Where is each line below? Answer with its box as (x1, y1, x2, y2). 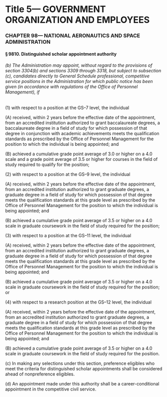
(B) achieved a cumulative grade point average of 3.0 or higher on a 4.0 (5, 151, 152, 157)
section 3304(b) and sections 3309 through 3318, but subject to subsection (5, 68, 161, 74)
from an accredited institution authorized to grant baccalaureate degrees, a (5, 120, 160, 126)
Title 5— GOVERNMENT (5, 4, 106, 15)
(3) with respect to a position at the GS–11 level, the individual (5, 232, 131, 238)
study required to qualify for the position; (5, 161, 90, 167)
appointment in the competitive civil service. (5, 386, 96, 392)
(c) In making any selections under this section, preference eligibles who (5, 360, 155, 366)
